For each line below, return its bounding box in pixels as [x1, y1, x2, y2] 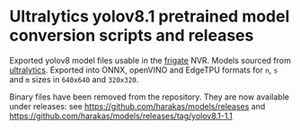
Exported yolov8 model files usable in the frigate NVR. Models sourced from [9, 55, 292, 65]
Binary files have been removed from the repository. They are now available [9, 91, 290, 102]
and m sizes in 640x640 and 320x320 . [9, 74, 139, 84]
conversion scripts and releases [9, 25, 254, 46]
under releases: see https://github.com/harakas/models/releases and [9, 100, 266, 111]
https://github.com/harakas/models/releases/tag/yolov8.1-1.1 [9, 110, 234, 121]
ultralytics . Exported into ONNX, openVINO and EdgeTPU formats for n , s [9, 65, 278, 75]
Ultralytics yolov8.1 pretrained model [9, 6, 290, 27]
